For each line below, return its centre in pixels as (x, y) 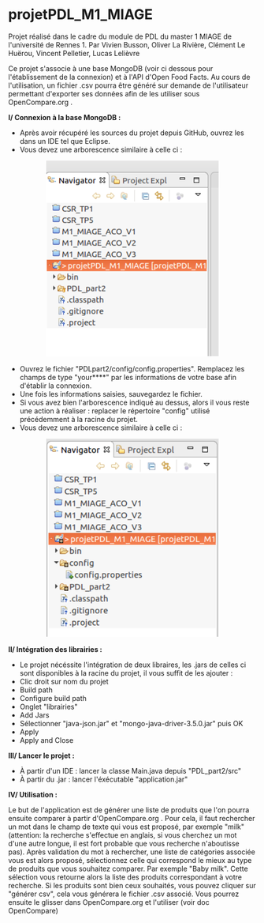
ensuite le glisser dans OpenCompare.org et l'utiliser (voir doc (109, 902)
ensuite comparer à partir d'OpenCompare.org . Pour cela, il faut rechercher (132, 818)
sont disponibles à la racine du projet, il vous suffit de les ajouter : (126, 672)
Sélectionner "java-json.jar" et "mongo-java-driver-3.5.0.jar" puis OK (131, 723)
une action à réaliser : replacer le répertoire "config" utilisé (115, 411)
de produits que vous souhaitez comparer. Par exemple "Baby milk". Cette (128, 868)
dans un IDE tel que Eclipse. (65, 141)
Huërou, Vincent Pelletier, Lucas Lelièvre (74, 53)
